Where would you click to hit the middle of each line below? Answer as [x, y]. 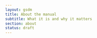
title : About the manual [31, 14]
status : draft [20, 28]
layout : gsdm [19, 10]
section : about [21, 23]
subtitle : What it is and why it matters [49, 19]
